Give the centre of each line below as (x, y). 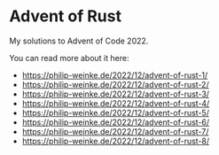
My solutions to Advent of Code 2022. (79, 41)
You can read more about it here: (69, 58)
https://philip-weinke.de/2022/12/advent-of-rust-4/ (116, 103)
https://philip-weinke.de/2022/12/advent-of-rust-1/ (115, 75)
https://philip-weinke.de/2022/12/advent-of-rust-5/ (116, 112)
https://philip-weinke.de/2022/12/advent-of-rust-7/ (115, 131)
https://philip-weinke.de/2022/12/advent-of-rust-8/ (116, 141)
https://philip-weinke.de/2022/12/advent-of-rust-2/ (116, 84)
